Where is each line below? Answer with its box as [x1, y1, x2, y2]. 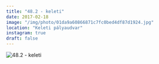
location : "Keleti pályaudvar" [6, 24, 83, 31]
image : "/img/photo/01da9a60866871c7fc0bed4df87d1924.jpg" [6, 19, 154, 25]
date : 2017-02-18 [6, 14, 49, 20]
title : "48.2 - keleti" [6, 8, 65, 15]
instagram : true [6, 30, 46, 36]
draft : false [6, 35, 38, 41]
